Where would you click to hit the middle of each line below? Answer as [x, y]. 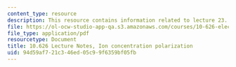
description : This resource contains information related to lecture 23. [118, 20]
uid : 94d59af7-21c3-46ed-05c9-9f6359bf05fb [72, 53]
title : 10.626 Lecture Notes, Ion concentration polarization [100, 46]
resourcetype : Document [42, 40]
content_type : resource [42, 14]
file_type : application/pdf [48, 33]
